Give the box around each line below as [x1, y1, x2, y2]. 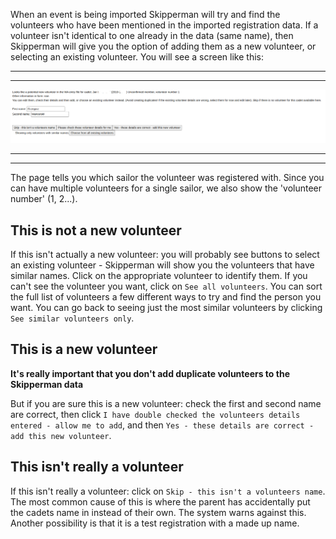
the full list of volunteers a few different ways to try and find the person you [10, 290, 322, 303]
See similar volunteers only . [10, 312, 135, 324]
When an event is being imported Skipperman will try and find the [10, 9, 281, 20]
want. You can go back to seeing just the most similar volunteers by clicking [10, 301, 323, 313]
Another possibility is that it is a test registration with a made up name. [10, 517, 300, 529]
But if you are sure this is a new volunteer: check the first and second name [10, 397, 322, 409]
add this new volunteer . [10, 429, 112, 441]
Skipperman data [10, 378, 84, 390]
